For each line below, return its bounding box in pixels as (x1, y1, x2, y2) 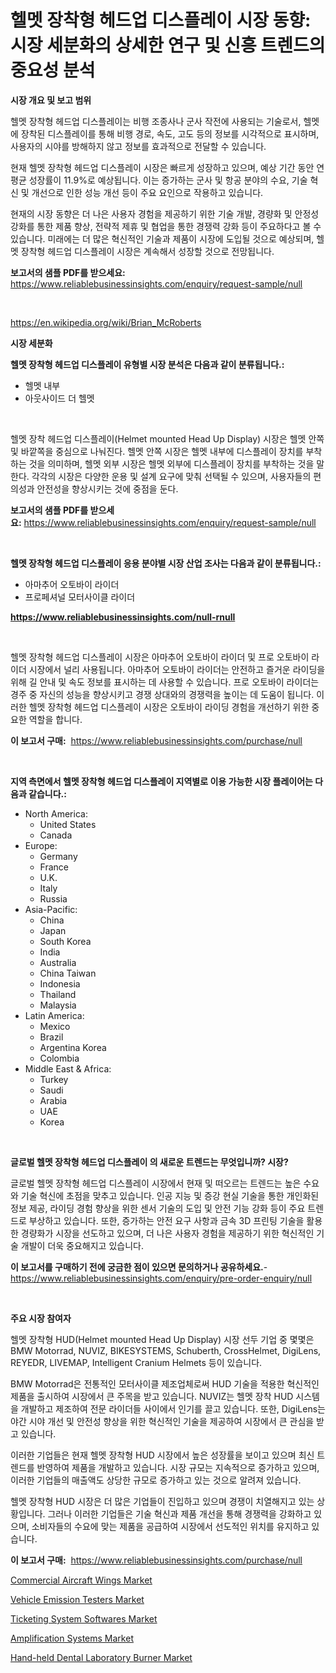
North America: (24, 807, 88, 820)
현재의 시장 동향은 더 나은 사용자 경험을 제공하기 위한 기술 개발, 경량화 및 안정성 (10, 207, 320, 220)
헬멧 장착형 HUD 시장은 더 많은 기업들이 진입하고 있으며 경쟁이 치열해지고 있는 (10, 1495, 315, 1507)
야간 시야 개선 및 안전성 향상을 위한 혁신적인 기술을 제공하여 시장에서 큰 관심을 (10, 1415, 315, 1427)
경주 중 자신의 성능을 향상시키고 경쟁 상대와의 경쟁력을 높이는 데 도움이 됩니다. (10, 688, 315, 700)
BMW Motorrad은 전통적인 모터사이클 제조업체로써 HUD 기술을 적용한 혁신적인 (10, 1377, 320, 1390)
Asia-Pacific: (24, 903, 78, 915)
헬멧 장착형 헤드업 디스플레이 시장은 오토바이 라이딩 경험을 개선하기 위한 (28, 701, 310, 713)
